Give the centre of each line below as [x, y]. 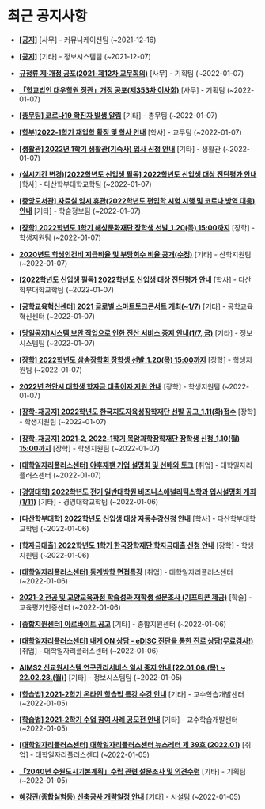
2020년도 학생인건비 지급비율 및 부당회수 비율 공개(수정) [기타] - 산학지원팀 [135, 254]
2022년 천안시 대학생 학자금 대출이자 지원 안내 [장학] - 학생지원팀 [119, 386]
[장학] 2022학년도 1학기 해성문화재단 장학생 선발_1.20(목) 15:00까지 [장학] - [136, 227]
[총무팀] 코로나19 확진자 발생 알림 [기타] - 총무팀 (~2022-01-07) [118, 115]
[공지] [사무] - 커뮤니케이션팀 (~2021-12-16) [87, 40]
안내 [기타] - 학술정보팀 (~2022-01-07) [80, 211]
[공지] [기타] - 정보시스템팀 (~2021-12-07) [85, 56]
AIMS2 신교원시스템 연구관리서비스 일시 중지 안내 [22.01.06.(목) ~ [122, 667]
